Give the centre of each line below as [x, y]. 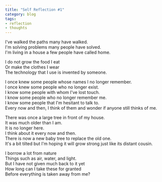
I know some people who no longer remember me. [56, 98]
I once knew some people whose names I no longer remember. [69, 82]
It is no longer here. [25, 128]
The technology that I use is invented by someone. [56, 72]
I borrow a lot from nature [31, 153]
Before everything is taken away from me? [48, 174]
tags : [11, 19]
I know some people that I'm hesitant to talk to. [52, 103]
